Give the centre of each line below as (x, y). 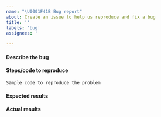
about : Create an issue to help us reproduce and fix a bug (81, 17)
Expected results (27, 96)
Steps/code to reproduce (37, 70)
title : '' (18, 22)
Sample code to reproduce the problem (53, 82)
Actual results (23, 109)
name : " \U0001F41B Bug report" (44, 11)
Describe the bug (28, 57)
